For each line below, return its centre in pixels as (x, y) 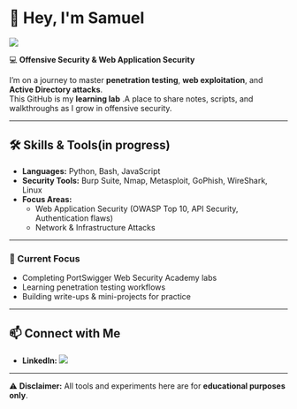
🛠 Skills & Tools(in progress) (90, 145)
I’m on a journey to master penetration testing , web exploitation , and (136, 80)
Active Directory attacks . (56, 89)
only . (19, 395)
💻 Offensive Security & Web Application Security (102, 59)
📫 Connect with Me (65, 333)
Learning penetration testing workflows (94, 287)
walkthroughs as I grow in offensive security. (91, 108)
